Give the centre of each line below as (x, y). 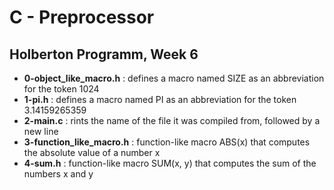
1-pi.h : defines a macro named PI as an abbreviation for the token (160, 99)
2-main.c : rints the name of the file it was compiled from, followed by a (172, 120)
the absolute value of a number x (92, 152)
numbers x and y (58, 174)
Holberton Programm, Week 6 (104, 54)
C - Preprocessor (82, 17)
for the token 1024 (61, 89)
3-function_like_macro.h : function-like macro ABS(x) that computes (167, 142)
